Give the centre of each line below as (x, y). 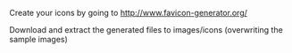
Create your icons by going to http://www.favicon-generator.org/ (129, 13)
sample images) (39, 39)
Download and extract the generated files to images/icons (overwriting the (146, 30)
